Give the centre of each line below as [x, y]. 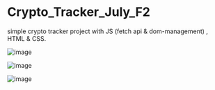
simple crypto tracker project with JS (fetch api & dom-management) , [108, 31]
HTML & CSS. [27, 38]
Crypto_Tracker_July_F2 [79, 12]
